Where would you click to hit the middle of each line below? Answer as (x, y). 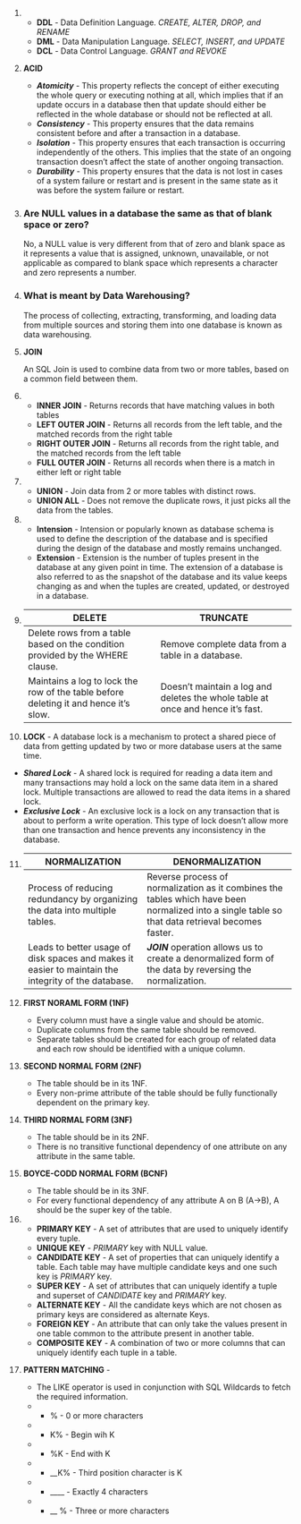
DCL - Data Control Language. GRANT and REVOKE (131, 51)
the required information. (82, 1396)
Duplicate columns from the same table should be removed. (146, 1029)
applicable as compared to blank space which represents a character (150, 263)
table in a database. (201, 655)
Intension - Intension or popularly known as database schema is (155, 529)
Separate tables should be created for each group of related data (156, 1039)
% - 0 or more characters (96, 1415)
